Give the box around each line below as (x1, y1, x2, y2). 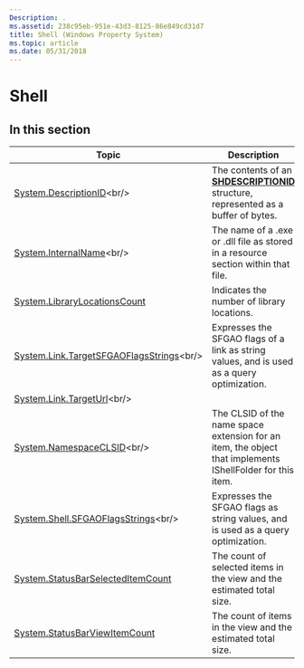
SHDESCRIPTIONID (211, 176, 296, 188)
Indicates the (211, 284, 267, 297)
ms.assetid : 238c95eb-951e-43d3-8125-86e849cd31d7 (9, 22, 204, 31)
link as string (211, 344, 266, 357)
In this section (9, 121, 91, 137)
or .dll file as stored (211, 235, 293, 248)
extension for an (211, 430, 281, 443)
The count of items (211, 610, 292, 623)
